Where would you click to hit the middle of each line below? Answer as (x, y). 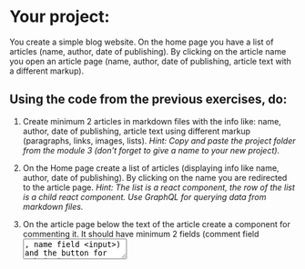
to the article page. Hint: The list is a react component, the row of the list (159, 187)
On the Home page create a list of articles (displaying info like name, (151, 168)
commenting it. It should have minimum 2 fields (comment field (141, 234)
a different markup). (47, 71)
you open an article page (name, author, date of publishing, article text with (150, 61)
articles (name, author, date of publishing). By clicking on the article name (148, 51)
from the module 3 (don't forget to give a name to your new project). (151, 150)
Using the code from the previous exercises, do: (148, 100)
